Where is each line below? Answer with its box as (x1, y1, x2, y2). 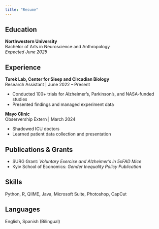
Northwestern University (5, 38, 58, 44)
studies (12, 97, 28, 102)
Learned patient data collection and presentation (12, 131, 111, 137)
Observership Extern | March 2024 (5, 116, 76, 122)
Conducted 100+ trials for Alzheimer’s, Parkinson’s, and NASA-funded (12, 91, 154, 97)
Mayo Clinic (5, 111, 30, 117)
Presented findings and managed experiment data (12, 101, 114, 107)
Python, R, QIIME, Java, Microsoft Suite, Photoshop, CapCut (5, 191, 127, 197)
